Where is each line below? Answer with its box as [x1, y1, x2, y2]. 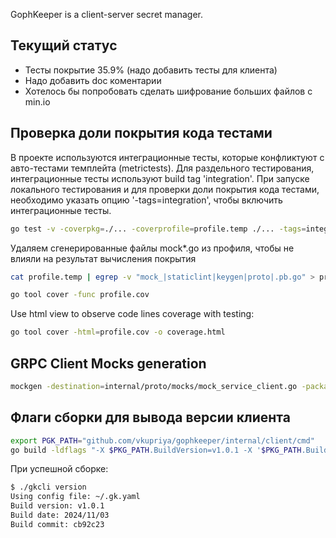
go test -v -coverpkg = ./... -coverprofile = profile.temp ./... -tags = [10, 224, 307, 234]
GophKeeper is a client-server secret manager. [10, 9, 203, 20]
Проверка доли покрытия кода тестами [10, 125, 273, 142]
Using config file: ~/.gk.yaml [10, 492, 141, 502]
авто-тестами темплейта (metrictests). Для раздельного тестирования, [10, 162, 315, 174]
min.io [24, 95, 51, 108]
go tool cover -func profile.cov [10, 290, 150, 300]
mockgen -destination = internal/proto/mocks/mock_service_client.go [10, 381, 298, 391]
